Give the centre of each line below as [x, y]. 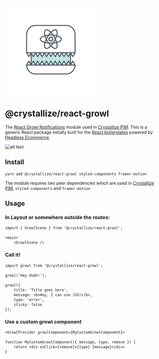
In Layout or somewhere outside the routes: [58, 217]
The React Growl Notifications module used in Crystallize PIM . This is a [76, 127]
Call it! [13, 255]
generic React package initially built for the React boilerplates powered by [79, 132]
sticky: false [28, 304]
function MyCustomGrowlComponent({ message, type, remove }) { [71, 342]
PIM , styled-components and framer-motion [48, 188]
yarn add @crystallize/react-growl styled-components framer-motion [76, 174]
